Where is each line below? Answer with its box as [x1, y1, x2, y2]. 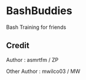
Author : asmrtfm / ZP [6, 56, 59, 63]
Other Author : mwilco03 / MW [6, 68, 81, 75]
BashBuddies [6, 4, 72, 18]
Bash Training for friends [6, 24, 67, 31]
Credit [6, 41, 29, 51]
